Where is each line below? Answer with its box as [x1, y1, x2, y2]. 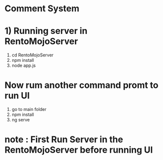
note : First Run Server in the [4, 134, 123, 145]
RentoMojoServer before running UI [4, 144, 153, 156]
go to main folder [11, 107, 47, 112]
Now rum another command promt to [4, 80, 159, 91]
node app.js [11, 62, 36, 69]
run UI [4, 90, 30, 101]
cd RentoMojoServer [11, 52, 54, 58]
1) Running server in [4, 26, 88, 37]
